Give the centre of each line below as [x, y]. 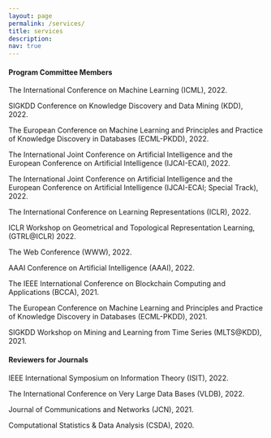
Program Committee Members [60, 72]
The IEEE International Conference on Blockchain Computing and [117, 284]
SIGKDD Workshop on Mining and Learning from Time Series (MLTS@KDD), [135, 332]
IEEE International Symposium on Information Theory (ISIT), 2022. [118, 378]
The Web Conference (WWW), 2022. [70, 252]
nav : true [25, 46]
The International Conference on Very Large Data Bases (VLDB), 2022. [127, 393]
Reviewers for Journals [48, 359]
